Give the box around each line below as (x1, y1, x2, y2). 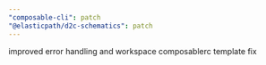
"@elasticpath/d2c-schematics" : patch (8, 21, 153, 30)
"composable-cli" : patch (8, 12, 101, 22)
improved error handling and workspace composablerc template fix (8, 45, 257, 56)
